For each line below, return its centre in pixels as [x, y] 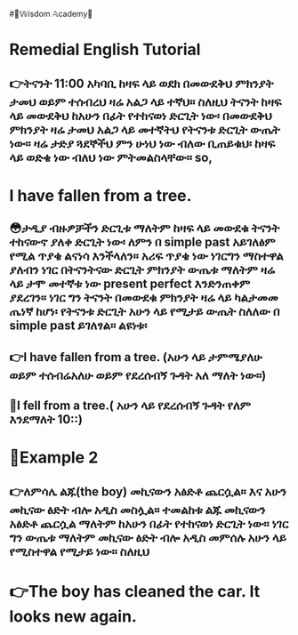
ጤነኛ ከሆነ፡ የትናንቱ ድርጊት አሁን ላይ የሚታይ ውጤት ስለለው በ [145, 312]
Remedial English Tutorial [105, 50]
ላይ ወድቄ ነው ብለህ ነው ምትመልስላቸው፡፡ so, [111, 157]
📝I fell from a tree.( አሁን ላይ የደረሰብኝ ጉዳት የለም [130, 405]
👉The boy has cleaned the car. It [135, 591]
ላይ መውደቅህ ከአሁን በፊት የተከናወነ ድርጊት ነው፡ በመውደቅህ [141, 116]
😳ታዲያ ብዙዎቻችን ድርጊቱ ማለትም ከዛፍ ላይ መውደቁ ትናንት [145, 228]
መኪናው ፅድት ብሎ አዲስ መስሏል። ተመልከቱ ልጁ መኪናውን [137, 510]
